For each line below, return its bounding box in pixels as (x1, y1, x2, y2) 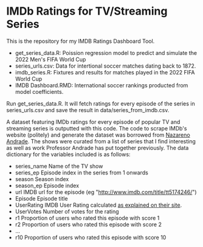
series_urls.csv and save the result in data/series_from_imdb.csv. (6, 106, 170, 113)
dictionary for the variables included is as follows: (6, 151, 131, 158)
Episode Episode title (15, 195, 68, 202)
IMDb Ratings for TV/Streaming (6, 4, 168, 18)
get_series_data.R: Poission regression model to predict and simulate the (15, 49, 198, 56)
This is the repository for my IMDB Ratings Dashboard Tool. (6, 37, 155, 45)
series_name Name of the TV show (15, 162, 103, 170)
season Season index (15, 175, 69, 182)
